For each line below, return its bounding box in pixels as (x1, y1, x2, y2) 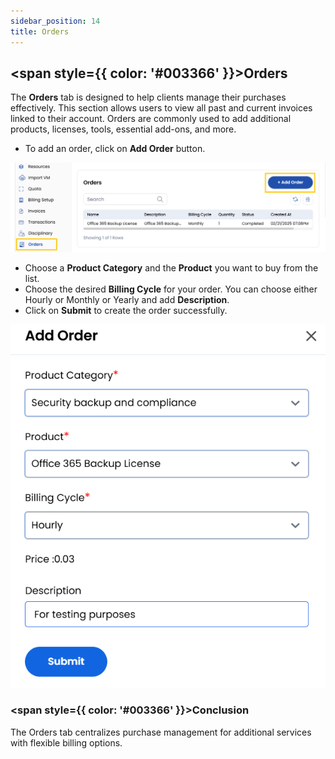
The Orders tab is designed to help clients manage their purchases (10, 91, 287, 104)
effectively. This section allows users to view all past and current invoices (10, 102, 313, 114)
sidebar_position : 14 (10, 16, 101, 26)
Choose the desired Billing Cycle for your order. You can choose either (24, 283, 318, 295)
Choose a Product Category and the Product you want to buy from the (24, 261, 319, 274)
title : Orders (10, 26, 70, 37)
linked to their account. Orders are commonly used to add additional (10, 113, 292, 125)
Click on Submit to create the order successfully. (24, 304, 228, 316)
